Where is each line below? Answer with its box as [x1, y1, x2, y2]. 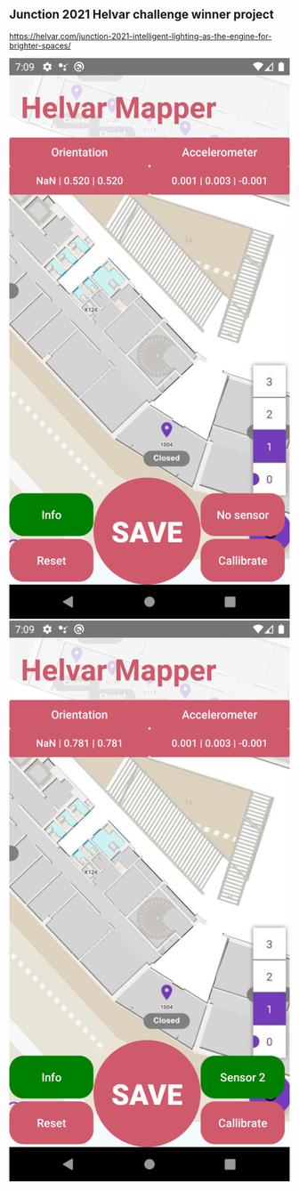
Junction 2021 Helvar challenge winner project [9, 7, 274, 22]
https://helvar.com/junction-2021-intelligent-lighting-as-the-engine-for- [9, 30, 272, 41]
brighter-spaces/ [9, 40, 71, 51]
